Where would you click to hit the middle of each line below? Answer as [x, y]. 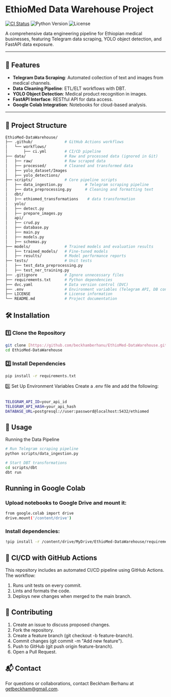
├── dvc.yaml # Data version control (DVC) [67, 285]
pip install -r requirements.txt [41, 376]
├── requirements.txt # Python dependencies [59, 280]
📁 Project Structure [36, 125]
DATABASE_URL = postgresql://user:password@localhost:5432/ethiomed [77, 411]
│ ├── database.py [27, 228]
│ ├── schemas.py [26, 242]
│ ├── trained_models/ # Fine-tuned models [57, 251]
